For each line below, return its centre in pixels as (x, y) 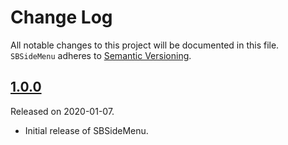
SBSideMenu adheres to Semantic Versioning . (101, 55)
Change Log (61, 17)
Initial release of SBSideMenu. (86, 130)
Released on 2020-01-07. (62, 111)
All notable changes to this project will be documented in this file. (145, 45)
